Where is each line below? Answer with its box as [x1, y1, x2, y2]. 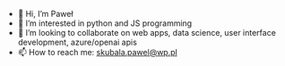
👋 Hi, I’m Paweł [17, 9, 73, 19]
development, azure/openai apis [17, 37, 137, 47]
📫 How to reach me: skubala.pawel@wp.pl [17, 47, 177, 57]
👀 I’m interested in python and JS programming [17, 18, 193, 29]
